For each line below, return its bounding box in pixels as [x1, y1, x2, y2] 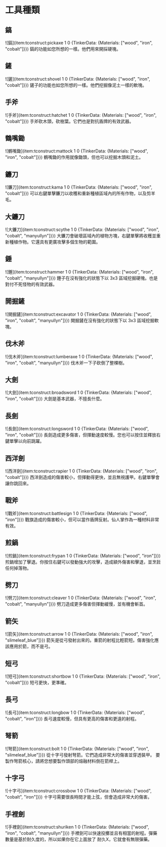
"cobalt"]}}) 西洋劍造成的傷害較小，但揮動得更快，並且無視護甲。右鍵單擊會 [5, 474, 160, 480]
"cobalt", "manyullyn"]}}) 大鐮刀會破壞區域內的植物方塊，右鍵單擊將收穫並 [5, 233, 157, 239]
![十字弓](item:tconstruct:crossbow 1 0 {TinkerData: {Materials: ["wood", [5, 788, 152, 794]
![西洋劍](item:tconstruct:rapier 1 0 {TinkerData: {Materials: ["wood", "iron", [5, 468, 158, 474]
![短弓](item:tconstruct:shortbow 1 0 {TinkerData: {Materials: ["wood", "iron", [5, 673, 161, 679]
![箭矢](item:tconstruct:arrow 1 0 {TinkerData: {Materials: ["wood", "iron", [5, 631, 153, 637]
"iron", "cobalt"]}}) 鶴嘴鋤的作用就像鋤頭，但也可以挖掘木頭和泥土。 [5, 154, 144, 160]
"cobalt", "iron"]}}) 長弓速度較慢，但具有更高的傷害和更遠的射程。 [5, 715, 139, 721]
